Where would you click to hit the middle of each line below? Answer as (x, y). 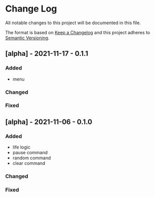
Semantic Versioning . (27, 38)
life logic (21, 147)
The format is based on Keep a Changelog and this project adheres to (78, 32)
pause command (30, 153)
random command (32, 158)
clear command (29, 163)
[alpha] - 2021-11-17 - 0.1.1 (47, 54)
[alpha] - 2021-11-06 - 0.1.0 (49, 122)
